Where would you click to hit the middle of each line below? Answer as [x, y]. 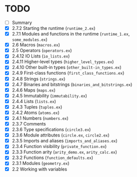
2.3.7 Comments [29, 124]
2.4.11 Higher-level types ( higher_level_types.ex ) [63, 62]
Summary [22, 22]
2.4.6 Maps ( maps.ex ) [33, 90]
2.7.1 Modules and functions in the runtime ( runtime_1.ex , [71, 34]
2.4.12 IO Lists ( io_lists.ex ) [41, 56]
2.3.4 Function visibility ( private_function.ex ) [59, 146]
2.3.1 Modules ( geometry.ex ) [40, 163]
